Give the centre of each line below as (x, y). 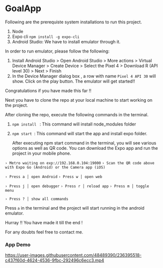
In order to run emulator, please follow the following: (57, 51)
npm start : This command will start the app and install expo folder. (80, 133)
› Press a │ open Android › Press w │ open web (54, 177)
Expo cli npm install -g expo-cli (46, 36)
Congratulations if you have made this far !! (48, 90)
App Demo (18, 245)
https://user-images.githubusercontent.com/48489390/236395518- (73, 255)
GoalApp (23, 9)
